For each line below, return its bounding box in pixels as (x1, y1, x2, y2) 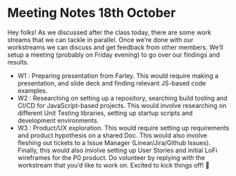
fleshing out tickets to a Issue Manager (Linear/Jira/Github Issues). (17, 138, 211, 147)
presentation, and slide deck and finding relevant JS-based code (17, 79, 206, 87)
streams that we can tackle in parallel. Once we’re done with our (7, 35, 194, 43)
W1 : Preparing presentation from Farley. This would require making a (17, 72, 219, 80)
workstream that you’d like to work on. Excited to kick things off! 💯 (17, 161, 210, 169)
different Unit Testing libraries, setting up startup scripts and (17, 109, 193, 117)
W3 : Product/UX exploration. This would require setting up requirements (17, 123, 230, 132)
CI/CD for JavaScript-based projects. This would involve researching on (17, 101, 227, 109)
